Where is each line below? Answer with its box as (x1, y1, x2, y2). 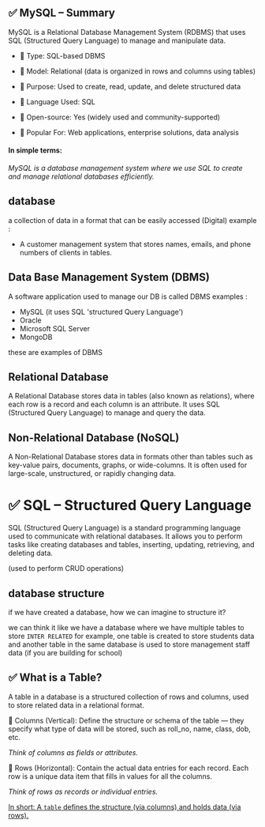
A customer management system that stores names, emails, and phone (19, 239, 251, 248)
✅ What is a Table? (8, 671, 103, 685)
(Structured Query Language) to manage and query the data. (8, 408, 207, 417)
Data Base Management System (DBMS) (8, 270, 211, 284)
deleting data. (8, 549, 54, 558)
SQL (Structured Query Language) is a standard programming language (8, 523, 241, 533)
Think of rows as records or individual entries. (8, 787, 159, 796)
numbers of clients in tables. (19, 247, 113, 257)
